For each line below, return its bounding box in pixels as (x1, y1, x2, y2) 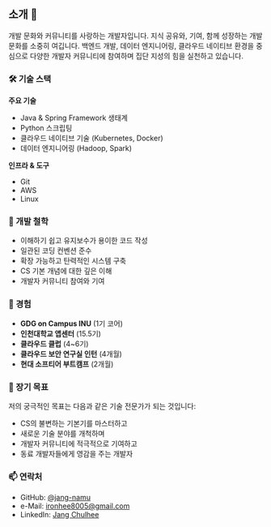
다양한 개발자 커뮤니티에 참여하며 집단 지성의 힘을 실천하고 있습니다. (29, 51, 244, 61)
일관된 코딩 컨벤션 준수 (19, 246, 92, 255)
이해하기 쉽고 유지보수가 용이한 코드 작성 (19, 236, 148, 246)
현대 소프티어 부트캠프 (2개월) (19, 359, 114, 369)
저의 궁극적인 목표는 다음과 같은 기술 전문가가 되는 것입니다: (8, 401, 197, 411)
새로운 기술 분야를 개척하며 (19, 429, 105, 438)
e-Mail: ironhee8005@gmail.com (19, 501, 130, 511)
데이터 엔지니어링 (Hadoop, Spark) (19, 144, 132, 153)
